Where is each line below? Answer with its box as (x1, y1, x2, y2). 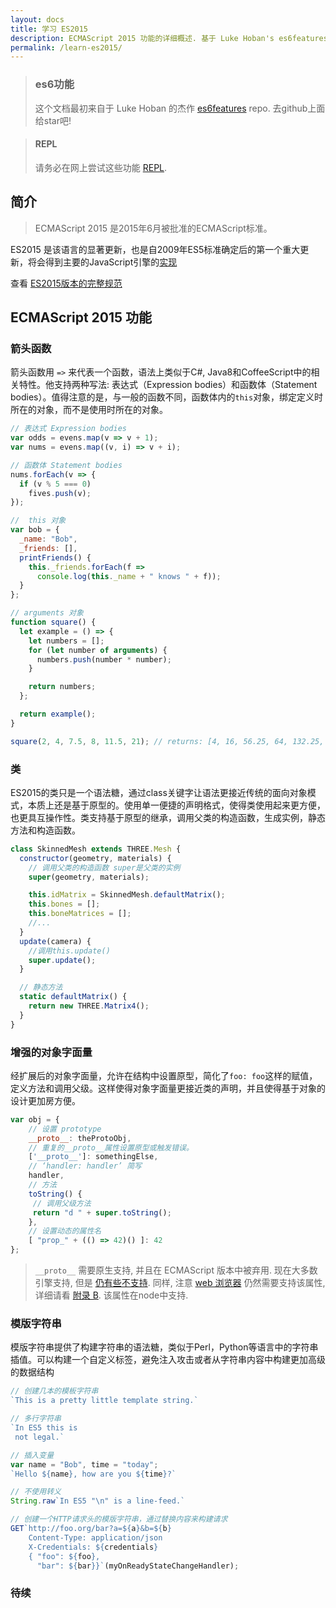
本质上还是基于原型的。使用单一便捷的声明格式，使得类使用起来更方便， (27, 799, 326, 811)
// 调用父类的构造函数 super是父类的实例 (28, 862, 181, 873)
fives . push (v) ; (28, 488, 92, 498)
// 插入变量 (10, 1450, 55, 1460)
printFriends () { (19, 552, 92, 563)
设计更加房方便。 (10, 1094, 81, 1106)
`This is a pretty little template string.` (10, 1396, 199, 1406)
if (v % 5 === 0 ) (19, 479, 92, 489)
